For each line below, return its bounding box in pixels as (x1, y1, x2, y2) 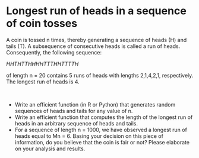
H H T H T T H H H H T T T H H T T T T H (6, 60, 79, 67)
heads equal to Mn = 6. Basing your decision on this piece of (14, 132, 163, 140)
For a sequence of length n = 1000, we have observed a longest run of (14, 126, 187, 133)
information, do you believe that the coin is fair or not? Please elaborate (14, 138, 190, 146)
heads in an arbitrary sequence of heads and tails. (14, 120, 138, 127)
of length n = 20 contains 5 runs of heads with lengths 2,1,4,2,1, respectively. (6, 72, 194, 79)
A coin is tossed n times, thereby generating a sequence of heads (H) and (6, 36, 187, 43)
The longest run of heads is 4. (6, 78, 80, 85)
